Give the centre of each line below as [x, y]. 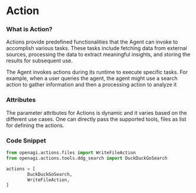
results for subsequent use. [40, 61]
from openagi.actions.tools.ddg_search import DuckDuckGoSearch [87, 158]
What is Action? [30, 29]
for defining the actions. [35, 125]
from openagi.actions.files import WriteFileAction [71, 153]
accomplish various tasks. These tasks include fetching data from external [97, 48]
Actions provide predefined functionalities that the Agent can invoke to [92, 42]
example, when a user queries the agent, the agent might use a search [92, 78]
